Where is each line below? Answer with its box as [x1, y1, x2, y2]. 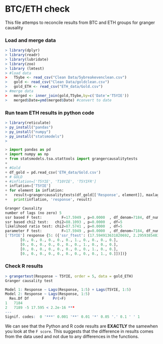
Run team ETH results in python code [5, 109, 95, 116]
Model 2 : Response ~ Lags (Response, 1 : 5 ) [5, 291, 90, 297]
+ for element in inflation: [5, 188, 64, 193]
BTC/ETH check [5, 3, 70, 15]
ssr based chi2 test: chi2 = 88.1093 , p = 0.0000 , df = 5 [5, 219, 123, 225]
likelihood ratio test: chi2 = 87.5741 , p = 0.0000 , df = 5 [5, 224, 123, 229]
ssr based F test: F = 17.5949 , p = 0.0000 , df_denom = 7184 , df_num [5, 215, 160, 220]
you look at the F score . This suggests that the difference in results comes [5, 328, 154, 334]
